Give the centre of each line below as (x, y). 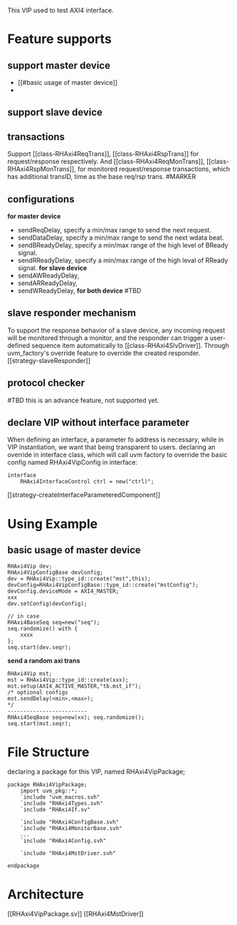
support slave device (55, 112)
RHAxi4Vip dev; (30, 566)
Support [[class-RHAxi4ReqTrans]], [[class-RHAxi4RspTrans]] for (103, 154)
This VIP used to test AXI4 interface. (60, 10)
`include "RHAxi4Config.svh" (63, 841)
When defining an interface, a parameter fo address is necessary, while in (116, 440)
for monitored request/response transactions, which (154, 169)
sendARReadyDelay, (48, 283)
